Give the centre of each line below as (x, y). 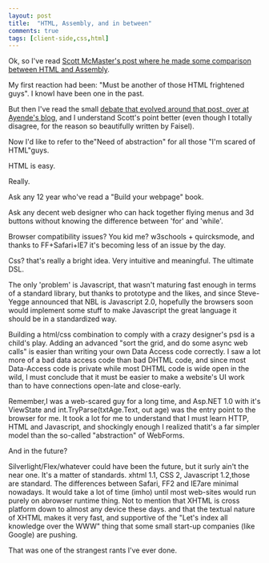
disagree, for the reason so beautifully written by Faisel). (101, 126)
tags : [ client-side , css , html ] (59, 38)
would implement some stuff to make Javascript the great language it (123, 311)
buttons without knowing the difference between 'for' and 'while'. (116, 221)
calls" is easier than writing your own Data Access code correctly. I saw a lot (134, 352)
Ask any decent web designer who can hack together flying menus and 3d (131, 213)
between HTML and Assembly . (59, 70)
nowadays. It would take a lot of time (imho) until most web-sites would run (132, 492)
